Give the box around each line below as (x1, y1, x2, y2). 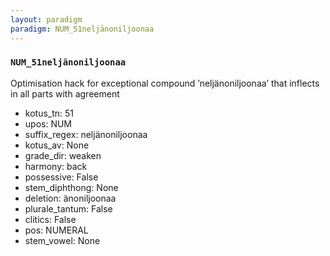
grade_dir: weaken (24, 149, 102, 161)
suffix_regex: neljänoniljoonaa (24, 128, 148, 140)
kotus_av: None (24, 139, 90, 151)
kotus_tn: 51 (24, 107, 75, 119)
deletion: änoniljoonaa (24, 192, 117, 204)
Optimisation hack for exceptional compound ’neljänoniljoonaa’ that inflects (10, 77, 320, 89)
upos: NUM (24, 117, 73, 130)
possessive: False (24, 171, 99, 183)
